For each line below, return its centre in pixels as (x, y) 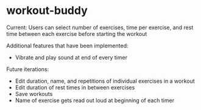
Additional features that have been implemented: (67, 46)
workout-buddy (47, 11)
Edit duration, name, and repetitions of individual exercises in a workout (105, 81)
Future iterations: (28, 69)
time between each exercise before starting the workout (77, 33)
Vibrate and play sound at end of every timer (71, 57)
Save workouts (34, 94)
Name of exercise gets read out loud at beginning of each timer (95, 100)
